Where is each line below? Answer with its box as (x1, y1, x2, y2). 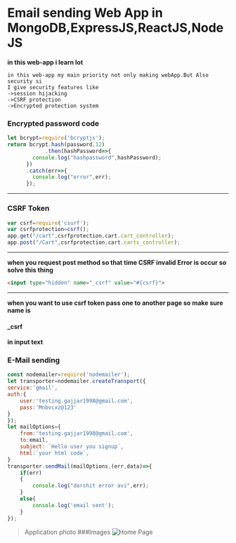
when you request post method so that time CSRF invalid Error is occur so (7, 259, 227, 267)
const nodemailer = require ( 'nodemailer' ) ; (7, 371, 131, 379)
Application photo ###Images (24, 528, 111, 536)
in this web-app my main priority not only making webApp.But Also (7, 72, 209, 79)
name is (7, 306, 31, 314)
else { (20, 495, 37, 503)
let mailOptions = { (7, 424, 61, 431)
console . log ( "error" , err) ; (32, 174, 112, 181)
